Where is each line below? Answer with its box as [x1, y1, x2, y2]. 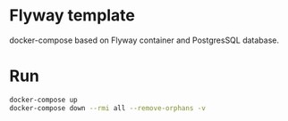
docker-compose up [9, 95, 78, 104]
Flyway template [9, 5, 136, 26]
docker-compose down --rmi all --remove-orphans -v [9, 103, 206, 112]
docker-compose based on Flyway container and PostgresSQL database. [9, 35, 280, 45]
